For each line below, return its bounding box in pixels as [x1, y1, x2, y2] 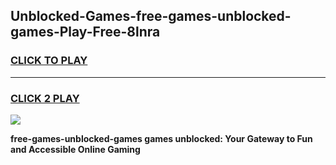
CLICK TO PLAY [10, 54, 88, 68]
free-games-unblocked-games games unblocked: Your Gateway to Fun [10, 132, 313, 144]
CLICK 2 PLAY [10, 91, 80, 105]
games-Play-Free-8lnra [10, 24, 161, 41]
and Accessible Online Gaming [10, 143, 141, 155]
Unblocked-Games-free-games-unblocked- [10, 8, 292, 25]
